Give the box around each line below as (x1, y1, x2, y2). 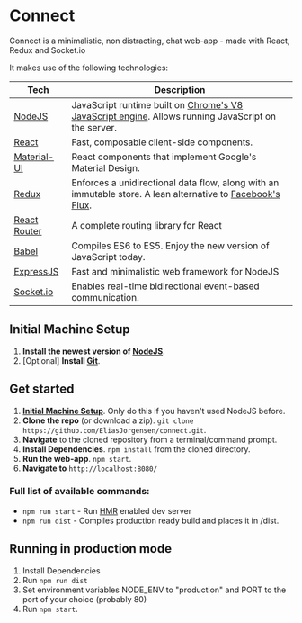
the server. (71, 121, 118, 133)
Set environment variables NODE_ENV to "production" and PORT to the (22, 584, 287, 595)
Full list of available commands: (9, 485, 150, 498)
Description (154, 83, 206, 95)
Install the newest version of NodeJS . (22, 346, 165, 357)
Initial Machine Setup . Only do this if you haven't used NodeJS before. (22, 405, 286, 416)
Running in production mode (9, 541, 173, 556)
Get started (9, 382, 75, 397)
